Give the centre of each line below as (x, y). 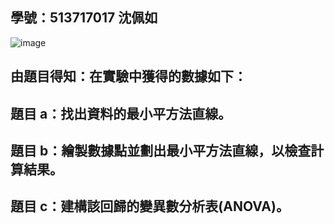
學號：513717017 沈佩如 (84, 18)
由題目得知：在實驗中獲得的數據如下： (128, 76)
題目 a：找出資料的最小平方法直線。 (121, 113)
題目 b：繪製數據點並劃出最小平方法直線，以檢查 (161, 150)
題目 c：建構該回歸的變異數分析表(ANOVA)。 (150, 206)
